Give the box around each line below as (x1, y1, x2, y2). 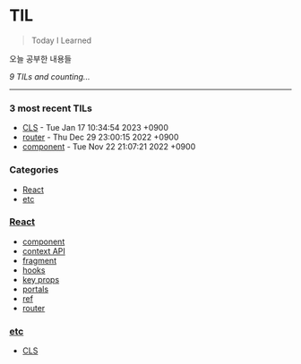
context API (21, 245, 65, 256)
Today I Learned (30, 35, 92, 46)
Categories (9, 164, 59, 176)
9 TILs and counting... (9, 71, 90, 81)
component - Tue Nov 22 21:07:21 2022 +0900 (21, 141, 196, 152)
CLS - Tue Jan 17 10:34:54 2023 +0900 (21, 123, 168, 133)
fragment (21, 255, 56, 266)
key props (21, 274, 60, 284)
